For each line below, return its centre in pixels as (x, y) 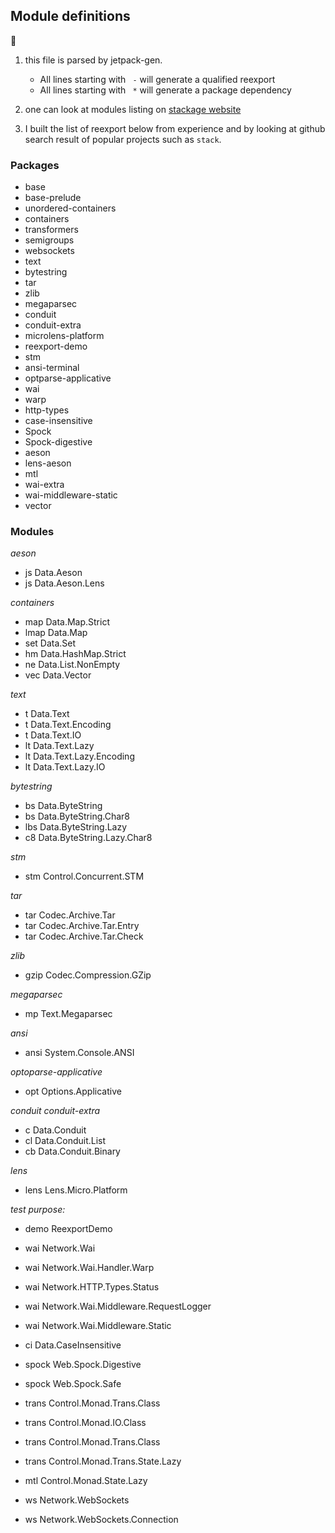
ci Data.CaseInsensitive (73, 1345)
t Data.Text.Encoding (68, 725)
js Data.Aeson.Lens (64, 583)
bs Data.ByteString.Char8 (77, 816)
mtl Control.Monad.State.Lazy (86, 1481)
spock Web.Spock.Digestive (83, 1365)
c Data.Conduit (55, 1130)
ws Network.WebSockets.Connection (101, 1520)
